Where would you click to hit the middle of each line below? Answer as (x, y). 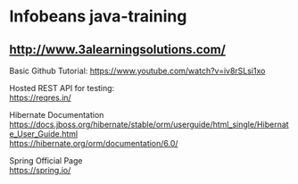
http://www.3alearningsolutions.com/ (117, 50)
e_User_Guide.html (44, 134)
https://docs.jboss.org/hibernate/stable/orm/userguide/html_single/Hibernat (149, 124)
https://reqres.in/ (40, 97)
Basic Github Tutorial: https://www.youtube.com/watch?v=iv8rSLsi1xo (137, 71)
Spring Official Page (46, 161)
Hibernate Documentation (57, 115)
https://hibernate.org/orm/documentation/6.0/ (94, 143)
